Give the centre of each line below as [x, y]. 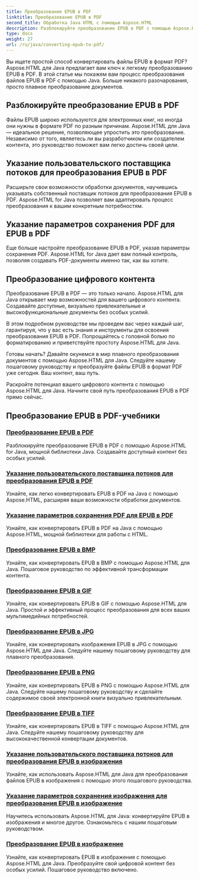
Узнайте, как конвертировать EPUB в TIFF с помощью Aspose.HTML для [98, 726]
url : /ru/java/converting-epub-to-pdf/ [55, 45]
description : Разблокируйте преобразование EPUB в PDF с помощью [88, 28]
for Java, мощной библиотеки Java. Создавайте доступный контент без [97, 451]
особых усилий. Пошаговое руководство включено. [72, 870]
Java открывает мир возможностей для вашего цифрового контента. [94, 300]
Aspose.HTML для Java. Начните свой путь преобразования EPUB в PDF [98, 391]
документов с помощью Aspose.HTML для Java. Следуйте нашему [91, 360]
